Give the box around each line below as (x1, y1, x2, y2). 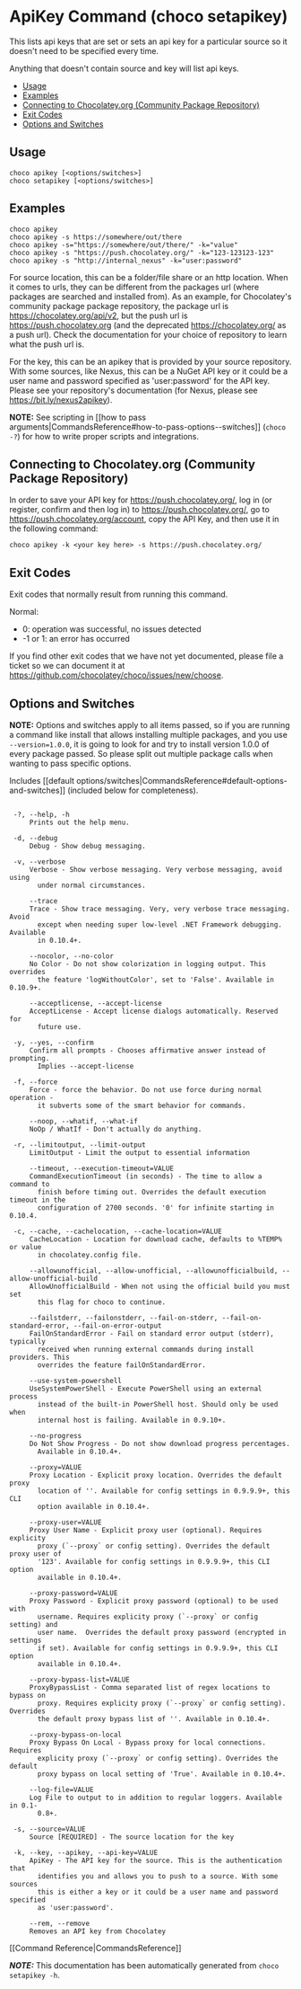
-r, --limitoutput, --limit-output (13, 1141, 146, 1150)
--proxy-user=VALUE (29, 1518, 102, 1527)
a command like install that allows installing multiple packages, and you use (9, 730, 288, 740)
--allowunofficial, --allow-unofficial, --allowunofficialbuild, (29, 1266, 279, 1275)
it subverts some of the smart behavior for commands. (37, 1101, 246, 1110)
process (9, 1392, 39, 1401)
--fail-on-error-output (73, 1321, 163, 1330)
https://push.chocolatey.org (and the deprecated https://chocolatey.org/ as (9, 319, 287, 330)
